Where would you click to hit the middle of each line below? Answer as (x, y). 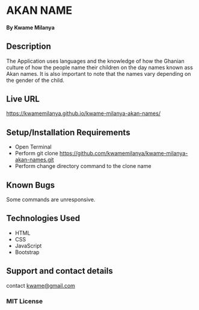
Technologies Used (43, 218)
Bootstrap (27, 252)
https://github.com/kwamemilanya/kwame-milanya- (124, 153)
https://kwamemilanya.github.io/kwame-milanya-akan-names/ (84, 113)
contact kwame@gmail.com (41, 285)
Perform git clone (36, 153)
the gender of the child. (35, 80)
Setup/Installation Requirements (68, 132)
